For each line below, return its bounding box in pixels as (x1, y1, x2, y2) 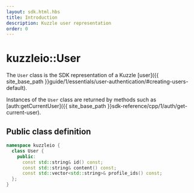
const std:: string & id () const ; (22, 159, 103, 165)
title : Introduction (6, 14, 58, 21)
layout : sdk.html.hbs (6, 8, 61, 15)
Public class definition (6, 126, 91, 136)
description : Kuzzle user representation (6, 20, 112, 26)
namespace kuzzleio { (6, 142, 61, 148)
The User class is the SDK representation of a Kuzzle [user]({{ (6, 72, 159, 79)
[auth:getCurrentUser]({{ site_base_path (6, 103, 106, 110)
